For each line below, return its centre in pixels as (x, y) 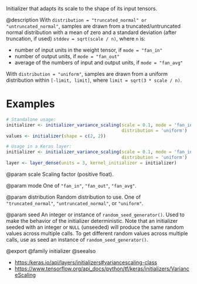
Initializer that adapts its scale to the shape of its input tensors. (81, 9)
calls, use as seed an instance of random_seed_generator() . (77, 239)
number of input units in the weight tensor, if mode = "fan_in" (89, 50)
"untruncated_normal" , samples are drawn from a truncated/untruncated (93, 26)
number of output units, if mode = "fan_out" (67, 56)
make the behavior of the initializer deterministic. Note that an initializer (92, 220)
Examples (30, 104)
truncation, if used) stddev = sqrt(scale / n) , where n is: (76, 39)
